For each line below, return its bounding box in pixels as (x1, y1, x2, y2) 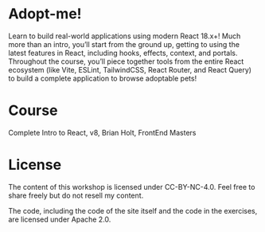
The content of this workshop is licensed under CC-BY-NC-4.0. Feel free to (8, 182, 255, 191)
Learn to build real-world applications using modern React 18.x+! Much (8, 31, 241, 41)
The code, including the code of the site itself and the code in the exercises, (8, 206, 258, 215)
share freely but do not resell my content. (8, 191, 144, 200)
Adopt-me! (8, 5, 82, 23)
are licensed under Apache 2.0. (8, 214, 111, 224)
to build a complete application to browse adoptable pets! (8, 73, 197, 83)
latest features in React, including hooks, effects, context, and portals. (8, 48, 238, 57)
